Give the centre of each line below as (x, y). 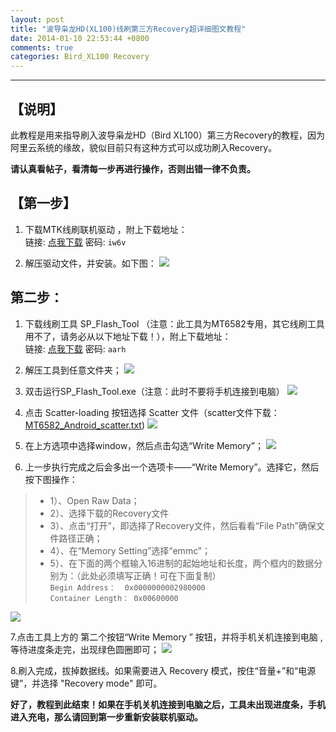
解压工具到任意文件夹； (73, 370)
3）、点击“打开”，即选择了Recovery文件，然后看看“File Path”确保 (183, 525)
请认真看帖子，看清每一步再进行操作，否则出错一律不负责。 (133, 168)
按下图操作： (51, 479)
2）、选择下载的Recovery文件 (109, 513)
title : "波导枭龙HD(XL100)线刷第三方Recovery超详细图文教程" (128, 29)
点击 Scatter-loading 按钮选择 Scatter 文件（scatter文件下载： (152, 412)
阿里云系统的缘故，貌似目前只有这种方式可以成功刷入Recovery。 (144, 147)
